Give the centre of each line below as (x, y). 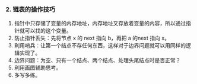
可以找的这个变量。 (48, 31)
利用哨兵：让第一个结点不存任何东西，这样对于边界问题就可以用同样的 (100, 46)
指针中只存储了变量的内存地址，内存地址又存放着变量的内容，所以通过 (100, 23)
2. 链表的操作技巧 (31, 9)
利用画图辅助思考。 (38, 68)
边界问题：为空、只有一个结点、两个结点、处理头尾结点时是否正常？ (97, 60)
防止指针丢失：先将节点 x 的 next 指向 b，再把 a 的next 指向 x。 (92, 38)
